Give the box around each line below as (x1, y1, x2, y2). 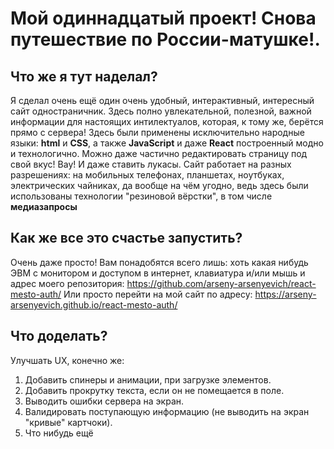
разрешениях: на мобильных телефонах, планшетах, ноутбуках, (10, 169, 285, 181)
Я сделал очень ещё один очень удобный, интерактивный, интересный (10, 95, 315, 106)
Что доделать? (10, 328, 108, 345)
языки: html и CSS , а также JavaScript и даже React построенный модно (10, 137, 324, 149)
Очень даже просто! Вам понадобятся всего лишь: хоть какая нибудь (10, 256, 309, 268)
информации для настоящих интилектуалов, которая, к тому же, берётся (10, 116, 324, 127)
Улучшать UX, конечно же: (10, 354, 125, 366)
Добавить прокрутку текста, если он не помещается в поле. (24, 384, 285, 396)
